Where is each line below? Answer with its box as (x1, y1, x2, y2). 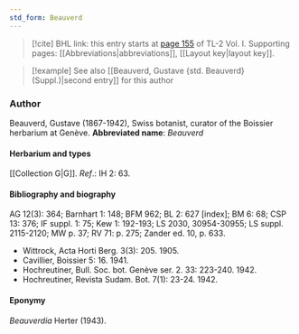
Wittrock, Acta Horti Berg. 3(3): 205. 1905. (22, 246, 180, 256)
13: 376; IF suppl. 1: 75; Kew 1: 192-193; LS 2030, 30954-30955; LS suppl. (9, 218, 285, 229)
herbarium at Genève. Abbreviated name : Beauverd (9, 127, 204, 138)
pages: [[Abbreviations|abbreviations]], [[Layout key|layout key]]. (31, 47, 276, 59)
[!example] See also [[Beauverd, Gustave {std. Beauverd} (31, 65, 246, 76)
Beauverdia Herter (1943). (9, 315, 107, 326)
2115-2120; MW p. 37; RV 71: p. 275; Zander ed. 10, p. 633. (9, 227, 226, 239)
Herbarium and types (9, 148, 92, 159)
